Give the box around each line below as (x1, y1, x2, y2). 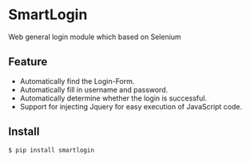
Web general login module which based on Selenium (8, 32, 181, 41)
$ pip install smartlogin (8, 146, 94, 154)
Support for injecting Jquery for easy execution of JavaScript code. (19, 101, 243, 111)
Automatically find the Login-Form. (19, 76, 135, 85)
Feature (8, 55, 48, 69)
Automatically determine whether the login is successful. (19, 93, 208, 103)
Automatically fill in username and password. (19, 85, 169, 94)
